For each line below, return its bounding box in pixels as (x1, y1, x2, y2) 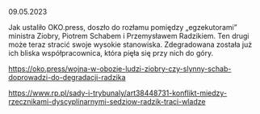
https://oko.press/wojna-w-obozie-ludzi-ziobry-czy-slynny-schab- (8, 64, 232, 74)
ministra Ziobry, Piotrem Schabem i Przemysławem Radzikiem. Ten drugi (8, 32, 250, 40)
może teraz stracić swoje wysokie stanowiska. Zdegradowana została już (8, 40, 253, 49)
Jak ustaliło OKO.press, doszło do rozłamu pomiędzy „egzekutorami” (8, 23, 237, 32)
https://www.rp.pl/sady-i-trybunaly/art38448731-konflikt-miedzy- (8, 88, 228, 98)
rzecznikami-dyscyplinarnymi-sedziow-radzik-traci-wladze (8, 97, 206, 106)
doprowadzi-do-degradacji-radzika (8, 73, 127, 82)
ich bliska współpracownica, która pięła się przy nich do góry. (8, 49, 214, 57)
